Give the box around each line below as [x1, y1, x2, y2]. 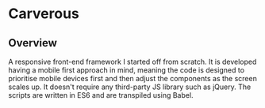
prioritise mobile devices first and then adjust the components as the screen [8, 74, 258, 83]
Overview [8, 36, 58, 50]
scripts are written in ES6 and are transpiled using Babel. [8, 91, 194, 99]
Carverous [8, 5, 79, 23]
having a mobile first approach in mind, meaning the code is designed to [8, 65, 244, 75]
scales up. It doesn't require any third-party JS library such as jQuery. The [8, 82, 252, 91]
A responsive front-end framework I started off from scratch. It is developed [8, 57, 257, 66]
